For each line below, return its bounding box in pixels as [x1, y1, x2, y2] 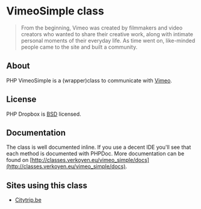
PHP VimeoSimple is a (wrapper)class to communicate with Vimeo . [6, 76, 173, 84]
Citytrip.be [14, 196, 42, 204]
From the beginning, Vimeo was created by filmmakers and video [20, 24, 183, 31]
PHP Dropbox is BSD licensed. [6, 110, 81, 117]
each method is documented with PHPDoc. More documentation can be [6, 150, 185, 157]
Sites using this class [6, 180, 88, 190]
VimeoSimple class [6, 4, 104, 18]
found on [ [6, 157, 32, 164]
